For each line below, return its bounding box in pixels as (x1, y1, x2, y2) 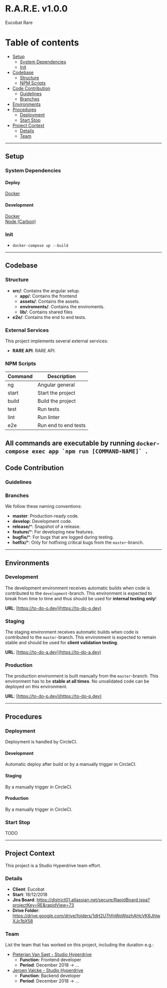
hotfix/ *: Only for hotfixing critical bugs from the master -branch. (12, 539, 144, 545)
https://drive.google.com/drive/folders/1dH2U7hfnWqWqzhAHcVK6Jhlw (12, 913, 161, 919)
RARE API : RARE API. (12, 347, 56, 353)
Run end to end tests (37, 422, 86, 429)
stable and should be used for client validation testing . (5, 640, 118, 646)
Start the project (37, 390, 76, 397)
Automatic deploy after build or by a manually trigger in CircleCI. (5, 761, 137, 767)
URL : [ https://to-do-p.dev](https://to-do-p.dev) (5, 693, 102, 699)
